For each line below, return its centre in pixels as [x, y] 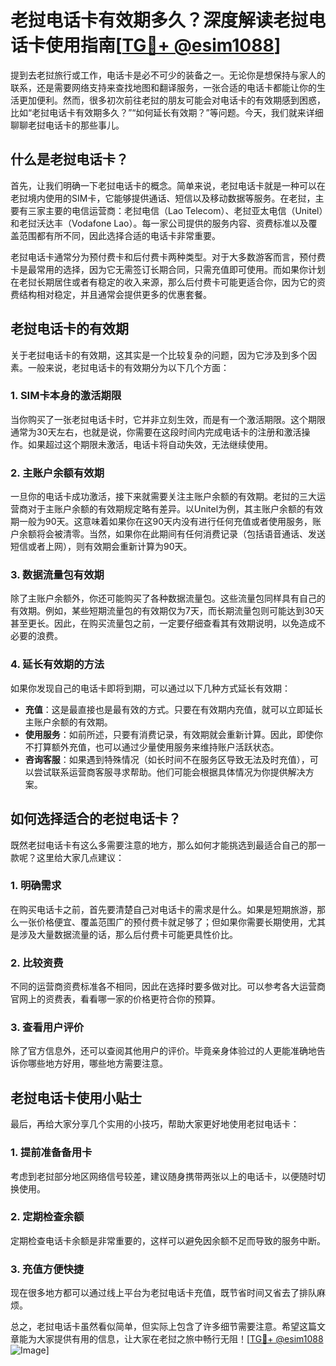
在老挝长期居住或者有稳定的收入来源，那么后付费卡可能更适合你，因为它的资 [168, 282]
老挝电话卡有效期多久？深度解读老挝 [159, 20]
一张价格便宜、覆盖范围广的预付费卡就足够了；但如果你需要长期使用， [163, 922]
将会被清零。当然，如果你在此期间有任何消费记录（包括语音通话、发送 [181, 534]
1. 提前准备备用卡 [51, 1153]
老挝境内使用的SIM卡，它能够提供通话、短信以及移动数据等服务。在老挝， [163, 198]
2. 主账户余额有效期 [57, 473]
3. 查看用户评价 [47, 1028]
